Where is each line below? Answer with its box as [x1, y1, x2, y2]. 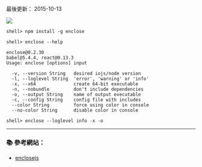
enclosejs [14, 154, 39, 162]
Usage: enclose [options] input [6, 60, 87, 66]
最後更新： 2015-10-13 [6, 5, 62, 12]
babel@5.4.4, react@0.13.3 [6, 55, 74, 61]
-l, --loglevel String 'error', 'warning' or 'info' [11, 76, 149, 82]
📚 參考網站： [6, 138, 45, 147]
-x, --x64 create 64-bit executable [11, 81, 138, 87]
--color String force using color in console [11, 102, 149, 108]
